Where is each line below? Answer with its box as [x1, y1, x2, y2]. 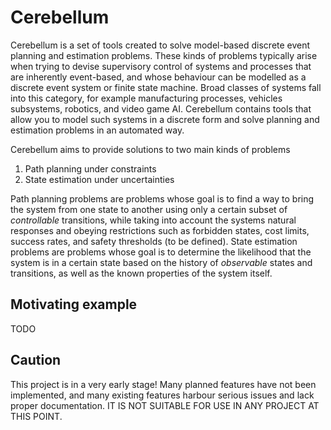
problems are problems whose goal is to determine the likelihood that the [10, 246, 312, 258]
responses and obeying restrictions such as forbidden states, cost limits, [10, 224, 310, 236]
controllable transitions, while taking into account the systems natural [10, 214, 297, 226]
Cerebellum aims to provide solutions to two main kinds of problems [10, 143, 291, 155]
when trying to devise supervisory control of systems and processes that [10, 60, 312, 72]
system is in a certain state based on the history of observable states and [10, 256, 313, 268]
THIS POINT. [10, 410, 63, 422]
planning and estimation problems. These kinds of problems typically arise [10, 49, 318, 61]
